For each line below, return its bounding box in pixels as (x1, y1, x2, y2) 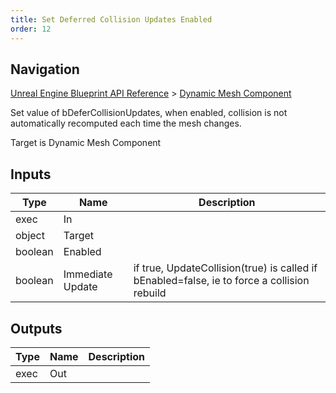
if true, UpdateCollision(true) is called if (133, 261, 318, 275)
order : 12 (10, 24, 52, 34)
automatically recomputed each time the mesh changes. (10, 117, 242, 130)
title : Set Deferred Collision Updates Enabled (10, 14, 213, 25)
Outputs (10, 320, 63, 337)
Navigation (10, 61, 80, 78)
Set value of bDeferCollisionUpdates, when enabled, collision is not (10, 107, 288, 119)
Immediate (63, 267, 113, 281)
